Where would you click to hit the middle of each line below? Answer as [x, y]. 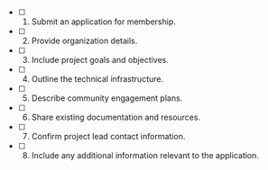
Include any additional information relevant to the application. [145, 155]
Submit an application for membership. [103, 22]
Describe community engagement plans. [107, 98]
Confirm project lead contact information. [108, 136]
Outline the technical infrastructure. [97, 79]
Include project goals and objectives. [100, 60]
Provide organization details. [84, 40]
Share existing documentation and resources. [116, 117]
